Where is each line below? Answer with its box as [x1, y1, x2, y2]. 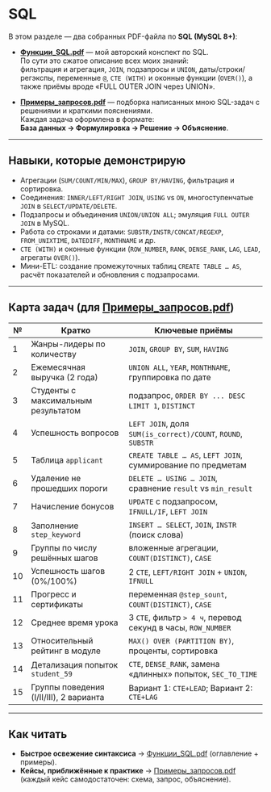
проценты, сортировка [128, 645, 219, 656]
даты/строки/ [198, 64, 246, 73]
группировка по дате [128, 371, 211, 383]
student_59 [31, 669, 73, 678]
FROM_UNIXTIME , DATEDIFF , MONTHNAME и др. [19, 235, 156, 245]
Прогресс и [31, 589, 77, 600]
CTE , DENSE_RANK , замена [128, 658, 220, 669]
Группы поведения [31, 681, 105, 693]
